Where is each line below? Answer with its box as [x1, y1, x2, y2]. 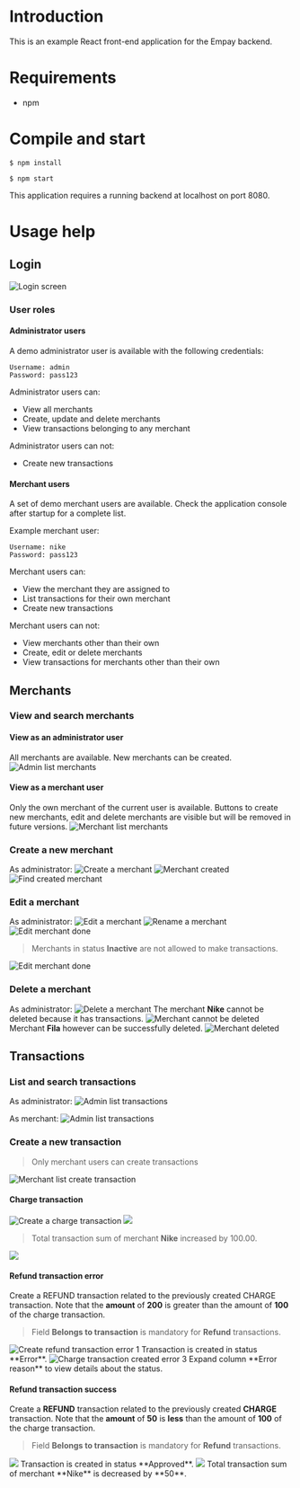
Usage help [9, 222, 96, 242]
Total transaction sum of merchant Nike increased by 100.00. [31, 1233, 258, 1244]
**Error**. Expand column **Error [9, 1354, 278, 1365]
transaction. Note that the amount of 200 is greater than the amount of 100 [9, 1300, 289, 1311]
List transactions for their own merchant [22, 593, 171, 604]
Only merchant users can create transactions [31, 1156, 199, 1167]
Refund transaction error [9, 1270, 104, 1281]
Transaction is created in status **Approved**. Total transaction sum [20, 1458, 287, 1470]
